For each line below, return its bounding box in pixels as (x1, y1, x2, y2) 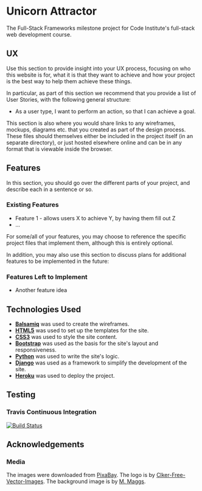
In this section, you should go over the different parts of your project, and (6, 179, 190, 186)
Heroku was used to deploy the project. (15, 372, 115, 379)
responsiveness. (15, 346, 57, 353)
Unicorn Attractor (6, 4, 97, 18)
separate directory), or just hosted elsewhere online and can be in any (6, 139, 183, 146)
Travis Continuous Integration (6, 408, 97, 416)
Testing (6, 389, 36, 400)
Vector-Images (6, 478, 44, 485)
